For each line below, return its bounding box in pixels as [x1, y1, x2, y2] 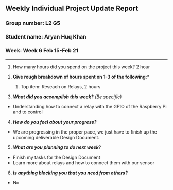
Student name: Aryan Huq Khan [5, 33, 86, 41]
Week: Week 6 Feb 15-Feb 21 [5, 47, 79, 54]
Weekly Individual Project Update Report [5, 4, 139, 13]
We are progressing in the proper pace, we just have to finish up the [12, 128, 157, 135]
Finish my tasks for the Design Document [12, 154, 100, 160]
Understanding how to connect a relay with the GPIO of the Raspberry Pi [12, 103, 167, 109]
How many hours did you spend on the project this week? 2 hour [12, 64, 150, 70]
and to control [12, 109, 43, 115]
